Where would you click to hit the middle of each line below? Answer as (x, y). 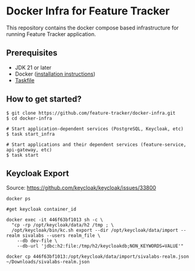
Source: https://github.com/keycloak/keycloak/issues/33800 (81, 188)
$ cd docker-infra (29, 118)
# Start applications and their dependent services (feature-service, (96, 145)
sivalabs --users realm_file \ (61, 236)
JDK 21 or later (33, 67)
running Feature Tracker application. (51, 34)
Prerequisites (32, 53)
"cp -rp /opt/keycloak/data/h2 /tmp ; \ (63, 225)
